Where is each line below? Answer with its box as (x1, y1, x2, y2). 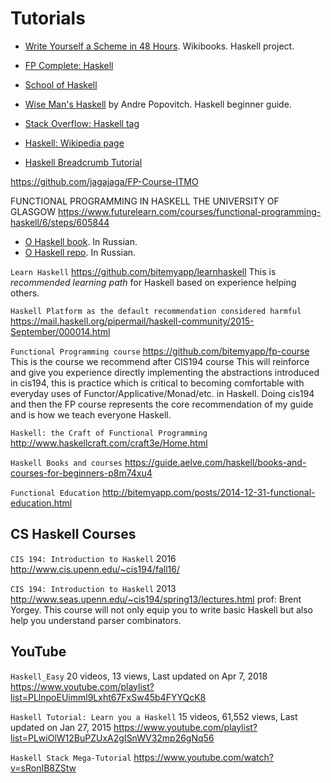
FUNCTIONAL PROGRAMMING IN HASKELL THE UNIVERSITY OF (10, 195, 280, 207)
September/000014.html (10, 325, 111, 337)
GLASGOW (10, 205, 56, 217)
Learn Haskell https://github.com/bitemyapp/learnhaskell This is (10, 265, 277, 277)
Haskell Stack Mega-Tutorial (10, 753, 132, 763)
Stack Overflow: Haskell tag (24, 117, 140, 129)
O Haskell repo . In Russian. (24, 246, 137, 258)
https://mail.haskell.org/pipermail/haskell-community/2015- (10, 315, 255, 327)
